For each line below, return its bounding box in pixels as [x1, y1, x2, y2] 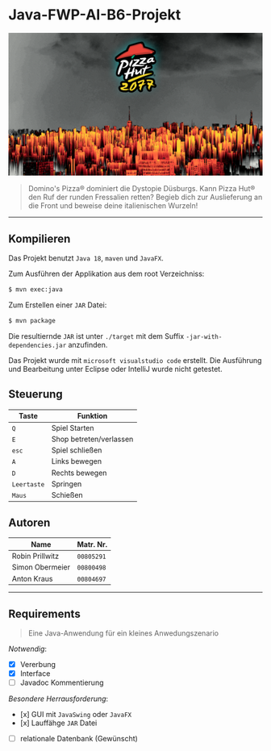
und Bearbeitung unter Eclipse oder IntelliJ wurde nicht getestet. [8, 365, 223, 373]
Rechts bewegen [51, 468, 107, 478]
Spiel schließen [51, 445, 102, 455]
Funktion [77, 411, 108, 421]
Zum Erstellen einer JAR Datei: [8, 300, 107, 310]
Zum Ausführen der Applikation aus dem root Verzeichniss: [8, 269, 205, 279]
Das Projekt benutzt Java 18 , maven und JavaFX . [8, 253, 164, 263]
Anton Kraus [11, 574, 54, 583]
